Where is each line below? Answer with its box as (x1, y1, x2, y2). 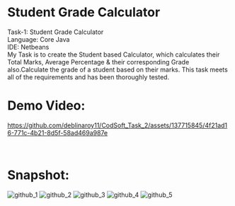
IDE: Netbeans (7, 42, 50, 51)
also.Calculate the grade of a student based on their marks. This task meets (7, 65, 228, 74)
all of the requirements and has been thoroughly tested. (7, 72, 170, 81)
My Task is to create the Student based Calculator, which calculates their (7, 50, 220, 59)
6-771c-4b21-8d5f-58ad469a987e (7, 128, 108, 137)
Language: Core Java (7, 35, 70, 43)
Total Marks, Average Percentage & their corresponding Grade (7, 57, 190, 66)
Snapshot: (7, 167, 69, 183)
